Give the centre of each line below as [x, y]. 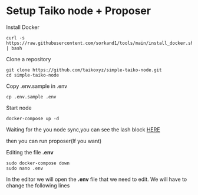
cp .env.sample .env [32, 97]
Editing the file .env [30, 152]
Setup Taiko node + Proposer [79, 11]
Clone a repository [29, 59]
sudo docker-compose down [38, 163]
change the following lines [38, 185]
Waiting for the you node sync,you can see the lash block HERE [83, 129]
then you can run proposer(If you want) [54, 141]
